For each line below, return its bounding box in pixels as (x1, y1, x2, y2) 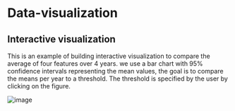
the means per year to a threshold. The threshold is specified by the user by (7, 74, 228, 83)
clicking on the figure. (7, 82, 71, 90)
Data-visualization (7, 5, 118, 21)
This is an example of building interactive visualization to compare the (7, 52, 210, 60)
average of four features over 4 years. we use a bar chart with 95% (7, 59, 203, 68)
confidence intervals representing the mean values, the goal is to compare (7, 67, 224, 75)
